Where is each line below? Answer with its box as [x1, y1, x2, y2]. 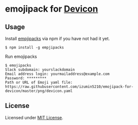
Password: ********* [5, 76, 47, 81]
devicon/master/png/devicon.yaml [5, 89, 73, 93]
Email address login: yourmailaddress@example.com [5, 71, 110, 76]
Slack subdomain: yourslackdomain [5, 67, 75, 72]
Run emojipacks [5, 54, 37, 59]
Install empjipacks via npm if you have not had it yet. [5, 36, 110, 41]
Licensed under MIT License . [5, 114, 64, 120]
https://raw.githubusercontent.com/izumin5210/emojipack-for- [5, 84, 134, 89]
